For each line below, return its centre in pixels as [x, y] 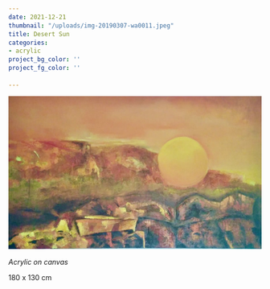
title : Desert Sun [39, 34]
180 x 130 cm [30, 278]
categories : [28, 43]
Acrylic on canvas [38, 262]
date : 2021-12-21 [37, 17]
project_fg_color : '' [45, 68]
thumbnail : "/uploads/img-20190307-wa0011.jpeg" [91, 25]
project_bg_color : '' [45, 60]
